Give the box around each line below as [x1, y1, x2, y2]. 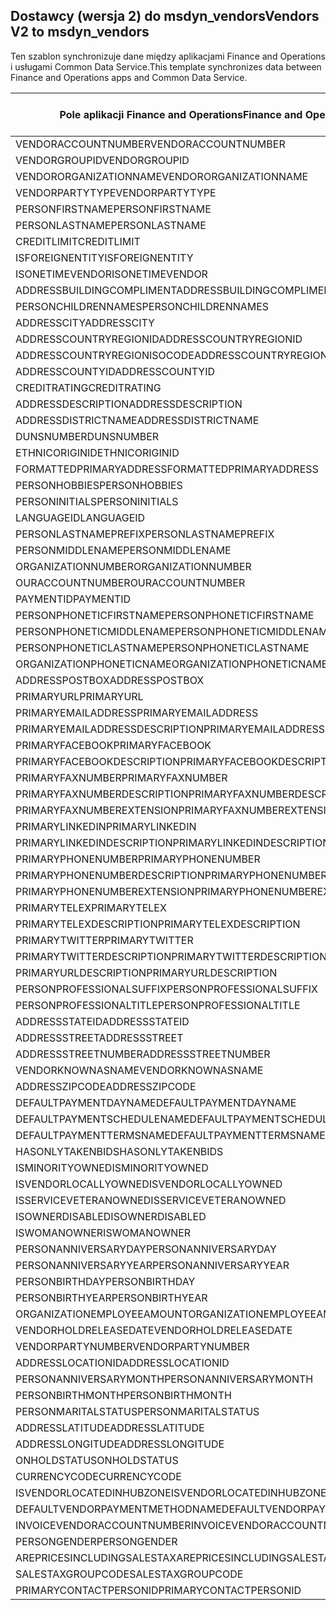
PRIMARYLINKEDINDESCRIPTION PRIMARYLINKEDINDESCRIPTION [15, 835, 331, 849]
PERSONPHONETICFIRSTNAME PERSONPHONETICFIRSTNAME [15, 608, 315, 622]
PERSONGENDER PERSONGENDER [15, 1534, 178, 1548]
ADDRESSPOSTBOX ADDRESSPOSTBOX [15, 673, 205, 687]
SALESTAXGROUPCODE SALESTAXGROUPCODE [15, 1567, 244, 1581]
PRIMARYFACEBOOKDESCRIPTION [15, 754, 181, 768]
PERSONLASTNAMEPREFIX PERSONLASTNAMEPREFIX [15, 527, 275, 541]
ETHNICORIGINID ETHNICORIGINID [15, 445, 180, 459]
